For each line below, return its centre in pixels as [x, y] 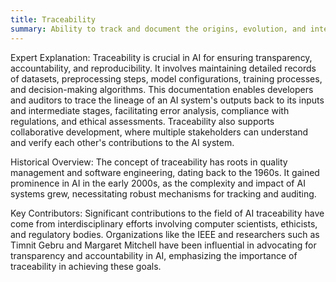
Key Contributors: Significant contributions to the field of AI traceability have [167, 213]
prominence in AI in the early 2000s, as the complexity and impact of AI [158, 183]
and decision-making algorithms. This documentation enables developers [162, 89]
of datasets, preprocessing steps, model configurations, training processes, [166, 78]
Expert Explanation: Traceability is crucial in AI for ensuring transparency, [161, 57]
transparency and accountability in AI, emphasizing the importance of [154, 255]
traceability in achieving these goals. [86, 266]
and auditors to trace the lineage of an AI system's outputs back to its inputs [167, 100]
